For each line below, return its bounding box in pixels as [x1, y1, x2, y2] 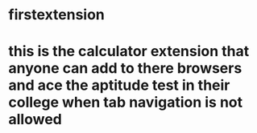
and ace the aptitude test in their [8, 76, 230, 95]
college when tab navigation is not [8, 94, 243, 111]
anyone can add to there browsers [8, 59, 242, 78]
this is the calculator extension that [8, 42, 250, 61]
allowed [8, 111, 62, 129]
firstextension [8, 6, 105, 24]
